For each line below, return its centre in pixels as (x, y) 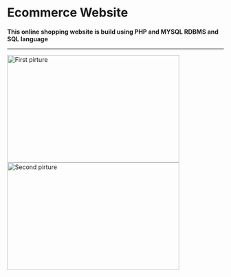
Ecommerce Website (68, 13)
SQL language (27, 38)
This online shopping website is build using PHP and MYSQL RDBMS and (113, 32)
